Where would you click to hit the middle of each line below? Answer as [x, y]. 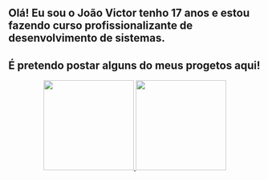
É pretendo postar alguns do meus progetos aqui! [134, 65]
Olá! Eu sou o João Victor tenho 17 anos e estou [129, 13]
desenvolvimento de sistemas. [87, 38]
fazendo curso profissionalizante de [101, 26]
